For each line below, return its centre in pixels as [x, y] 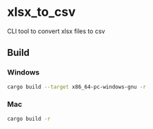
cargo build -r [29, 119]
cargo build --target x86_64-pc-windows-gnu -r [77, 87]
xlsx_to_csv [41, 12]
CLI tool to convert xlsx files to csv [56, 31]
